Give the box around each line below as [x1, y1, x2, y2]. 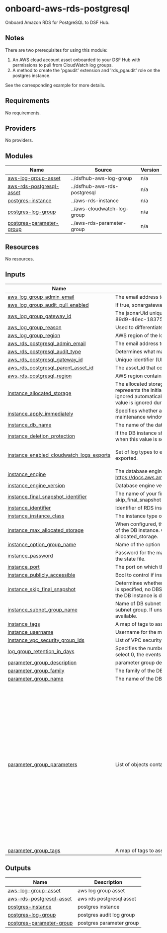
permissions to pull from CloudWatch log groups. [12, 62, 113, 68]
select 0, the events [115, 651, 162, 658]
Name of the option [115, 541, 161, 548]
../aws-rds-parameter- [71, 220, 127, 227]
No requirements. [5, 110, 41, 116]
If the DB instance [115, 429, 157, 436]
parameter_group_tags [7, 847, 61, 854]
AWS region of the [115, 332, 158, 339]
